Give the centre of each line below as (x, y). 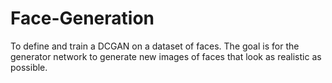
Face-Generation (82, 18)
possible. (29, 67)
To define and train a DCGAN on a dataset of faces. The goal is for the (155, 46)
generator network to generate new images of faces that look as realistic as (166, 56)
